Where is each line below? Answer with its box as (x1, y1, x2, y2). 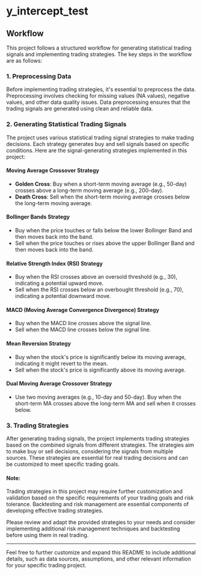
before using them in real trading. (6, 532, 89, 539)
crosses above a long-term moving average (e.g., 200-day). (14, 186, 164, 194)
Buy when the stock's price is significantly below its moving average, (14, 353, 186, 360)
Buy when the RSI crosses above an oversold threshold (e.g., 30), (14, 273, 178, 281)
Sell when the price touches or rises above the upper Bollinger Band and (14, 240, 195, 247)
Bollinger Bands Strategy (6, 213, 70, 221)
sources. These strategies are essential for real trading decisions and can (6, 454, 188, 462)
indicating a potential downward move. (14, 293, 111, 300)
